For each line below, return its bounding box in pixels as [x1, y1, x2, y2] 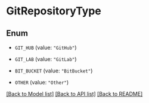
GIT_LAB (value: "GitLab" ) [14, 56, 77, 62]
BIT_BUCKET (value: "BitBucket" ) [14, 67, 93, 74]
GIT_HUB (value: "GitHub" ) [14, 44, 77, 51]
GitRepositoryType [6, 4, 101, 18]
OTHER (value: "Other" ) [14, 79, 69, 86]
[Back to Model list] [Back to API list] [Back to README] [6, 90, 143, 97]
